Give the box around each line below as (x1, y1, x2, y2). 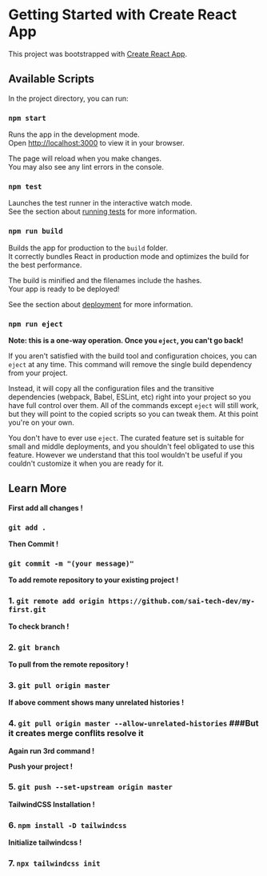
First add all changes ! (8, 502, 83, 513)
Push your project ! (8, 762, 74, 771)
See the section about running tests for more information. (8, 206, 197, 217)
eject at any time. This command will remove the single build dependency (8, 359, 253, 369)
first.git (8, 606, 46, 614)
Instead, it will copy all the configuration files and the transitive (8, 383, 214, 393)
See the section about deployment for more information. (8, 299, 193, 309)
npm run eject (8, 319, 63, 329)
